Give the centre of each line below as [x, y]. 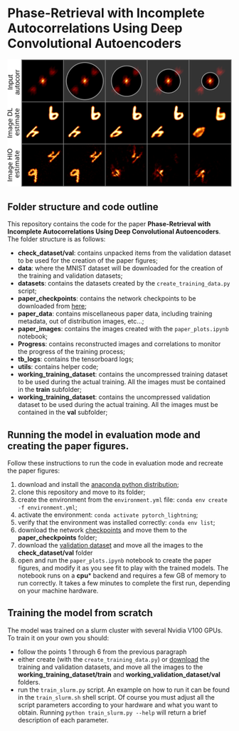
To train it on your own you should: [58, 637]
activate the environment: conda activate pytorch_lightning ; [108, 515]
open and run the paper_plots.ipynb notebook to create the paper [115, 560]
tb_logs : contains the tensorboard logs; [75, 359]
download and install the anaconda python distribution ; [98, 485]
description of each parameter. [63, 720]
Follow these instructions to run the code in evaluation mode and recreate [115, 463]
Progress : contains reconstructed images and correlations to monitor [119, 344]
